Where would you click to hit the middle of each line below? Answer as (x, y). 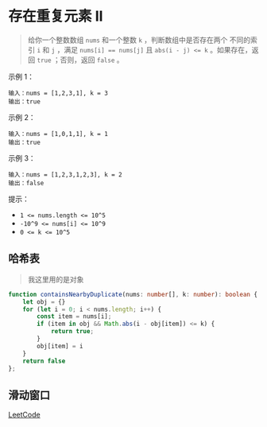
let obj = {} (44, 302)
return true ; (72, 332)
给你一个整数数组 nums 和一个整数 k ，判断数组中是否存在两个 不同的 (139, 40)
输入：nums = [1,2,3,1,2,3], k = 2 (65, 175)
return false (44, 361)
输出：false (26, 183)
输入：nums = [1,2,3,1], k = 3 (58, 93)
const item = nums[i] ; (74, 316)
